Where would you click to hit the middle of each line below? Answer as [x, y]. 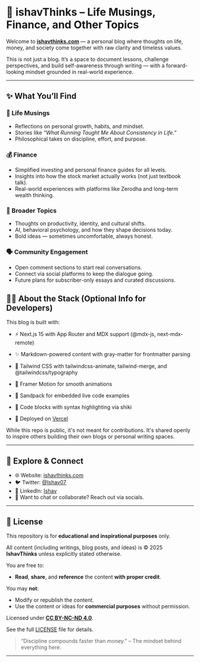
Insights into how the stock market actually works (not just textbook [98, 176]
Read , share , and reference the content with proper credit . [88, 577]
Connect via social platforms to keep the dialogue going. [84, 273]
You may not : [23, 588]
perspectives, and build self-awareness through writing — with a [85, 66]
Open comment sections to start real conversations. [78, 267]
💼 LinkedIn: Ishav [36, 491]
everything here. [41, 647]
